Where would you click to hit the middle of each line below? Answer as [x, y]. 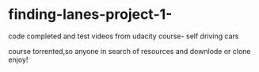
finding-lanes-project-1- [90, 14]
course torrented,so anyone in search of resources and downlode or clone [129, 51]
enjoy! [18, 59]
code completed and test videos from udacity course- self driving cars [124, 36]
